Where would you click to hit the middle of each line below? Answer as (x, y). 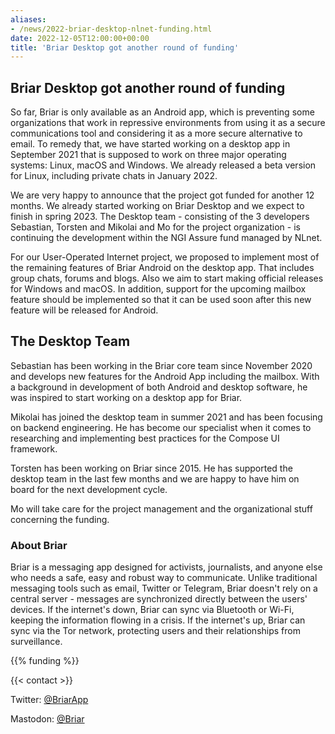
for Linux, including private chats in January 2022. (114, 176)
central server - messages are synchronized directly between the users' (159, 599)
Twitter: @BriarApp (49, 700)
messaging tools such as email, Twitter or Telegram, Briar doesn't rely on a (164, 588)
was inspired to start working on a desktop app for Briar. (126, 397)
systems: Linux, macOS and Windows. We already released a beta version (163, 165)
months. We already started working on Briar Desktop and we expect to (157, 206)
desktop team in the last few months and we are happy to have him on (155, 478)
